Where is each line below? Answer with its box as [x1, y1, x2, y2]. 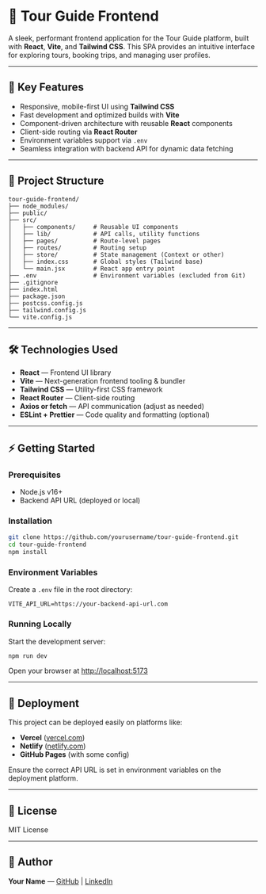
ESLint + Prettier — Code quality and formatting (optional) [19, 410, 210, 419]
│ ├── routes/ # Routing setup [8, 243, 147, 252]
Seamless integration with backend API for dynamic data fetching [19, 143, 234, 153]
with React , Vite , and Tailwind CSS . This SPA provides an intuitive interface [8, 41, 256, 51]
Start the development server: [8, 636, 106, 646]
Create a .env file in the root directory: [8, 585, 133, 594]
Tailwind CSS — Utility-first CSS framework [19, 384, 163, 395]
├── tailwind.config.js [8, 306, 87, 314]
